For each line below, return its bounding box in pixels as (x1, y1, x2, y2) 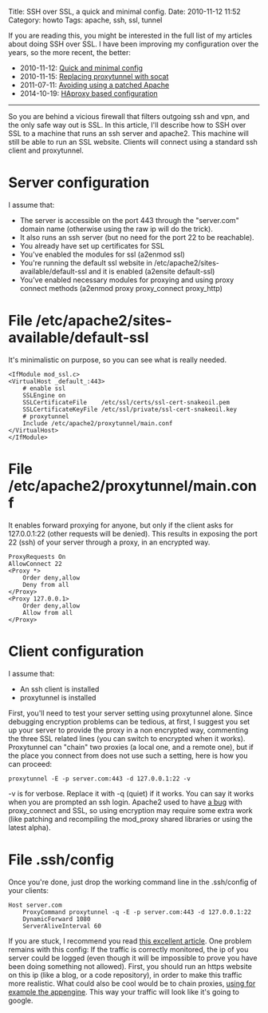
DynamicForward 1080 (22, 915, 91, 923)
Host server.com (8, 901, 62, 909)
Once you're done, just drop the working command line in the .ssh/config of (8, 877, 258, 887)
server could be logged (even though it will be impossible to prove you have (8, 953, 258, 963)
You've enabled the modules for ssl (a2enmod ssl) (19, 249, 185, 259)
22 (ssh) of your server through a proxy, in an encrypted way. (8, 537, 211, 547)
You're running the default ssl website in (19, 257, 153, 267)
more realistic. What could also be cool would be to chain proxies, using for (8, 979, 256, 988)
